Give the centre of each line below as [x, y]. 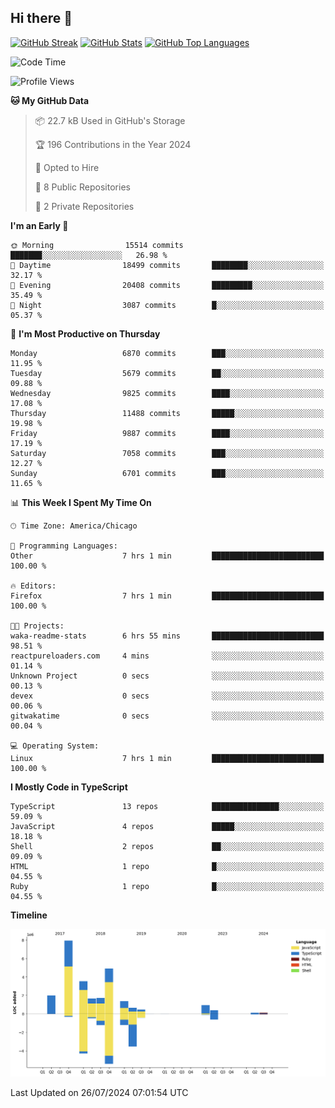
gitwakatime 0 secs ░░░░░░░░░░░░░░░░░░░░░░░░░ [167, 716]
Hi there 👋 [41, 18]
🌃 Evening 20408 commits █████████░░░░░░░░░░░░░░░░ [167, 285]
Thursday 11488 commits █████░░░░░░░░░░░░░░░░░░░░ [167, 413]
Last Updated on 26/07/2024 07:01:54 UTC [99, 1092]
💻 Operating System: [55, 746]
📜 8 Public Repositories [82, 187]
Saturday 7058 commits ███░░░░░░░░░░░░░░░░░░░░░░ [167, 453]
